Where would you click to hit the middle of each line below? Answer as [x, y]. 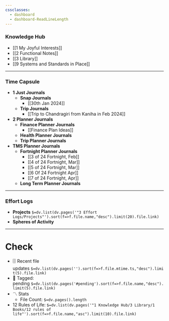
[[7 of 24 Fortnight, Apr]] [53, 178]
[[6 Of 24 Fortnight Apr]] [53, 173]
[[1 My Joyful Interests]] [37, 48]
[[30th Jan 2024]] [46, 103]
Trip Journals [34, 108]
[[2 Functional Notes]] [35, 53]
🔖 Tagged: [23, 278]
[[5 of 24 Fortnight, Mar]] [53, 167]
